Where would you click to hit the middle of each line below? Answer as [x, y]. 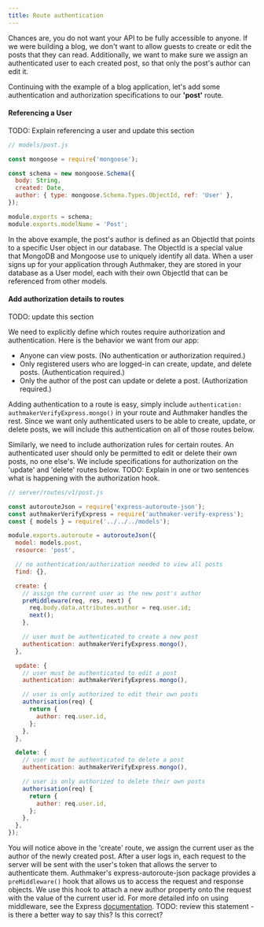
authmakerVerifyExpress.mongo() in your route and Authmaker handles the [128, 412]
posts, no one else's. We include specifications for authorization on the [123, 461]
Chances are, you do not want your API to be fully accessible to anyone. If [128, 38]
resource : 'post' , [46, 551]
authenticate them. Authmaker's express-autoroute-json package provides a [132, 873]
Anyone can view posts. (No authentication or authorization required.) [132, 355]
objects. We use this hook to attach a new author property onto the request [130, 890]
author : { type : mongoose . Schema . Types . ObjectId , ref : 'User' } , [125, 195]
